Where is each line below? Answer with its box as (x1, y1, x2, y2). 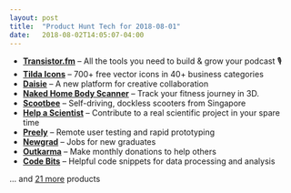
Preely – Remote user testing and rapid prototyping (22, 127, 216, 137)
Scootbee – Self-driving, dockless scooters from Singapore (22, 97, 246, 109)
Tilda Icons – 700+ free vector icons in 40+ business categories (22, 69, 264, 80)
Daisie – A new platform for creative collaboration (22, 78, 209, 89)
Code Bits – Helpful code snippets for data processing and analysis (22, 156, 276, 167)
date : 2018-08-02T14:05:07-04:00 (9, 30, 145, 39)
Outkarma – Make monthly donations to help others (22, 147, 216, 157)
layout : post (9, 13, 59, 23)
